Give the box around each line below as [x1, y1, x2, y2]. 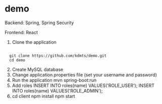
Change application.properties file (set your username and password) [12, 71, 157, 78]
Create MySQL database [12, 66, 64, 72]
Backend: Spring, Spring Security [5, 20, 74, 26]
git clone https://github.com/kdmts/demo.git [9, 53, 107, 58]
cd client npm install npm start [12, 93, 75, 99]
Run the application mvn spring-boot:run [12, 77, 97, 83]
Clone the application [12, 39, 57, 45]
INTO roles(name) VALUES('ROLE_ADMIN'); [12, 87, 103, 93]
